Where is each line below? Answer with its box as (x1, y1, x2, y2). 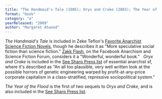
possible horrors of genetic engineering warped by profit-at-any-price (5, 69, 146, 75)
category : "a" (5, 16, 34, 21)
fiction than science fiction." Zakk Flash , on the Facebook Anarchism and (5, 49, 151, 55)
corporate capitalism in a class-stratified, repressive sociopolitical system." (5, 74, 155, 80)
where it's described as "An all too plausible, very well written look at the (5, 64, 150, 70)
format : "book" (5, 12, 36, 16)
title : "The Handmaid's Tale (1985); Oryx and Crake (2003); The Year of (5, 7, 158, 12)
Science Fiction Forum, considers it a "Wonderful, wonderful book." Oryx (5, 54, 153, 59)
